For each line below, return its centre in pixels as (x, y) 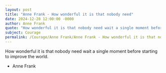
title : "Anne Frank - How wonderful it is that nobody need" (69, 14)
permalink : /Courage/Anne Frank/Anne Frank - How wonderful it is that (80, 37)
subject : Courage (23, 33)
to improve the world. (27, 56)
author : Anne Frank (25, 23)
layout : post (19, 10)
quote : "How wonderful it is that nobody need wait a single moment (77, 28)
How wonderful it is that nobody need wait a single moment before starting (82, 51)
